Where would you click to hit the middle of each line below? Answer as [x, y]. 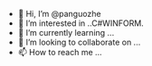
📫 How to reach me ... [60, 52]
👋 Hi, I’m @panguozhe [59, 14]
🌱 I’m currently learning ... [66, 33]
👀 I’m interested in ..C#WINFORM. [81, 23]
